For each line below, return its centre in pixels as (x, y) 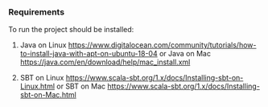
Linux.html (37, 86)
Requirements (37, 12)
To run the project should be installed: (71, 30)
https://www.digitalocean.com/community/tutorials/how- (162, 45)
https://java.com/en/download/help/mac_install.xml (105, 62)
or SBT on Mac (81, 86)
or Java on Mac (186, 54)
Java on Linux (43, 45)
